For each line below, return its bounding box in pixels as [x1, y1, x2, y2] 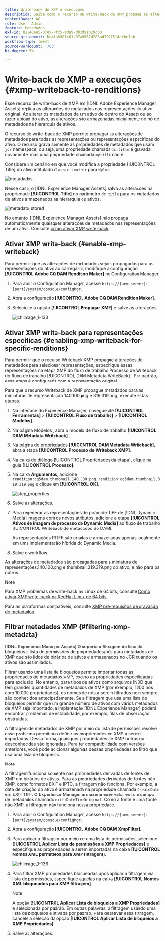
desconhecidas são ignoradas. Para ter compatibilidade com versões [5, 741, 145, 747]
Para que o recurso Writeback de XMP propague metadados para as [5, 387, 144, 393]
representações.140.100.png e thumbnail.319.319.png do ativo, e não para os [5, 564, 160, 570]
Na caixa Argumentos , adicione [12, 471, 77, 477]
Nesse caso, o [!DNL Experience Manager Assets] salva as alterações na [5, 185, 153, 192]
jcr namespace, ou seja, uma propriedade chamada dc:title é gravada [5, 147, 151, 152]
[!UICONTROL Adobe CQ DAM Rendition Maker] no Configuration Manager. [5, 271, 160, 277]
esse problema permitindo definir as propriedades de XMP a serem [5, 731, 141, 736]
